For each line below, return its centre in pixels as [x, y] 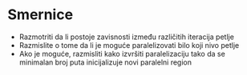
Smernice [40, 15]
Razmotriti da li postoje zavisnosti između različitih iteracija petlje [126, 37]
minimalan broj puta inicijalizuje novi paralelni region [105, 62]
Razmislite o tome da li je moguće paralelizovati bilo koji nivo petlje [129, 45]
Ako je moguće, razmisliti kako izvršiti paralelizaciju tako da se [122, 53]
